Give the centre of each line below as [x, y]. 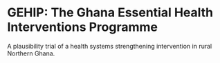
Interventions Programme [82, 27]
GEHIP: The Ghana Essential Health [110, 13]
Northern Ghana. [31, 53]
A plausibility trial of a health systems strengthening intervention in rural [110, 46]
